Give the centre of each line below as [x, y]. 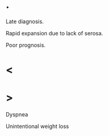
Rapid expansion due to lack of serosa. [54, 33]
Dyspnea [17, 115]
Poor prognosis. [26, 45]
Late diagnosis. [25, 21]
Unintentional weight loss [37, 126]
